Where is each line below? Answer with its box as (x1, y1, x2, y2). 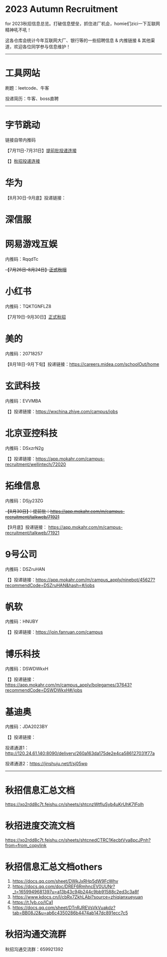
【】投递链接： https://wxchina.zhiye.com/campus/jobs (5, 408, 118, 414)
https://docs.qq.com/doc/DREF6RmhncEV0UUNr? (12, 883, 115, 889)
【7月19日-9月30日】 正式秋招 (5, 314, 66, 319)
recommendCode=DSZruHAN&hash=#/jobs (5, 582, 95, 588)
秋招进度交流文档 (5, 820, 76, 832)
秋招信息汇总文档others (5, 861, 103, 873)
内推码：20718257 (5, 350, 43, 356)
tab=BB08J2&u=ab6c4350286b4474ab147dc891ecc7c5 (12, 910, 128, 916)
